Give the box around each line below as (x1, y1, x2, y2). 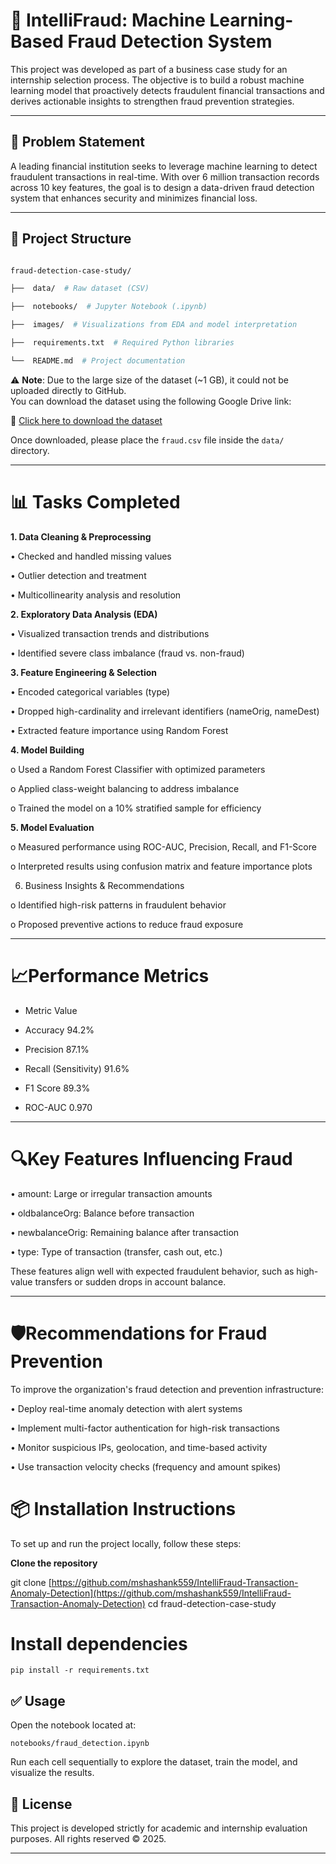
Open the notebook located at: (10, 1719, 137, 1731)
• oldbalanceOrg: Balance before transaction (10, 1207, 195, 1219)
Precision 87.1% (24, 1043, 90, 1055)
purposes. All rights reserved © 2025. (10, 1833, 167, 1845)
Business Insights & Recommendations (24, 879, 185, 891)
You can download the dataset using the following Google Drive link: (10, 395, 292, 407)
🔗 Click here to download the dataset (10, 414, 163, 426)
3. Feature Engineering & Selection (10, 666, 158, 678)
